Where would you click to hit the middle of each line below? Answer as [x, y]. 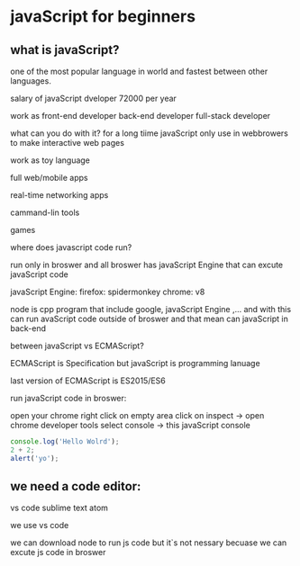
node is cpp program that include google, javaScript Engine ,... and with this [151, 309]
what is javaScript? [65, 50]
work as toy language [50, 160]
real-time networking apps [59, 195]
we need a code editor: [76, 486]
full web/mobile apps [49, 178]
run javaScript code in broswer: [68, 398]
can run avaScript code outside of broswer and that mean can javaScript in [150, 319]
